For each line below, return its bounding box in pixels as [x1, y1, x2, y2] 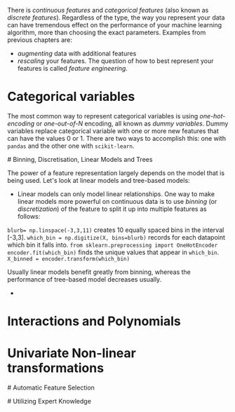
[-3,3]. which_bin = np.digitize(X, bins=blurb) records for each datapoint [7, 233, 226, 241]
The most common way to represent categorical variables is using [7, 111, 199, 120]
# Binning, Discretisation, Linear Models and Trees [7, 155, 153, 163]
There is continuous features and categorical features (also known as [7, 6, 209, 14]
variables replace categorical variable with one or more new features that [7, 126, 219, 135]
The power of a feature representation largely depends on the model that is [7, 168, 225, 177]
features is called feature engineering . [17, 64, 128, 72]
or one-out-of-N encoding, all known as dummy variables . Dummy [36, 119, 229, 128]
